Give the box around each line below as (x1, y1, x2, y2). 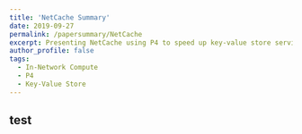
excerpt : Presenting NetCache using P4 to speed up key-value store (9, 38, 271, 47)
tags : (9, 54, 30, 63)
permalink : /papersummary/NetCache (9, 29, 143, 38)
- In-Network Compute (17, 63, 99, 72)
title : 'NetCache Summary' (9, 13, 111, 22)
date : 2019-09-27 (9, 21, 75, 30)
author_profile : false (9, 46, 94, 55)
